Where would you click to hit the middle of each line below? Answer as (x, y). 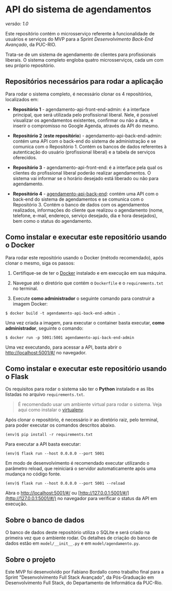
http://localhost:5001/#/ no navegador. (46, 352)
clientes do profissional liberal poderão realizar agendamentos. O (82, 173)
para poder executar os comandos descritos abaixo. (61, 425)
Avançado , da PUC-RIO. (31, 44)
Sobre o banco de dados (45, 520)
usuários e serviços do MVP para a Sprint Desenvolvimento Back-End (79, 39)
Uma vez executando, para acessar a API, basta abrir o (63, 347)
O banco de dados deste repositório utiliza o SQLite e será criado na (78, 532)
